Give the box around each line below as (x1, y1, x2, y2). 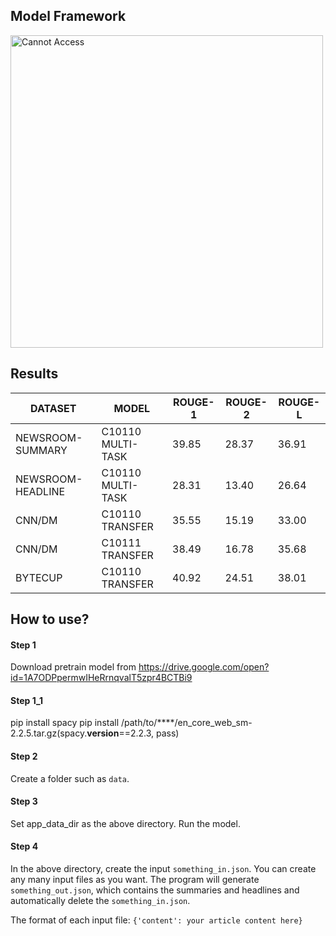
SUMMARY (15, 443, 68, 457)
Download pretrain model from (10, 661, 137, 673)
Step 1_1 (10, 694, 44, 706)
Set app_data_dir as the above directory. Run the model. (10, 817, 241, 829)
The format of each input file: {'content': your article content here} (10, 914, 303, 926)
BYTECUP (15, 570, 63, 584)
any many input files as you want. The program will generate (10, 874, 260, 886)
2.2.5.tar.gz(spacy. (10, 727, 88, 739)
